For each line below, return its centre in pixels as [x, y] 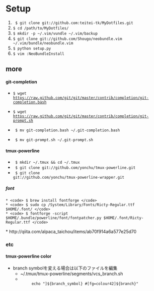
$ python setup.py [32, 48]
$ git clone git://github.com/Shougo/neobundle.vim [67, 39]
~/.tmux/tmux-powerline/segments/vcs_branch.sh [72, 274]
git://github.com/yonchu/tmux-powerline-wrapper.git [69, 177]
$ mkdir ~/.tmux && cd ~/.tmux [47, 162]
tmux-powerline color [29, 256]
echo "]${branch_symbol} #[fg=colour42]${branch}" [85, 284]
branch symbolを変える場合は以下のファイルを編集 [65, 268]
